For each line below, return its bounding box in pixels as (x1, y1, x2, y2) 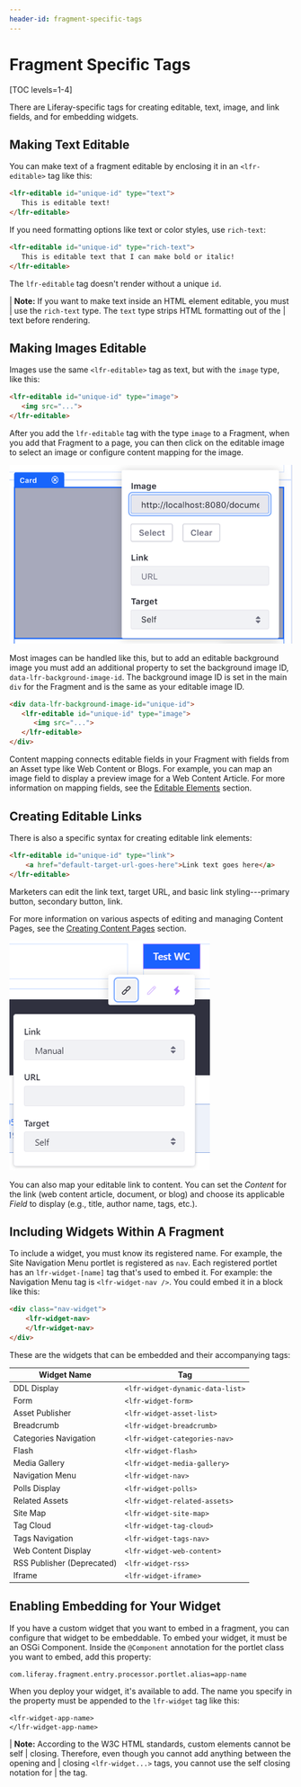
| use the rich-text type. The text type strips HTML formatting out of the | (9, 305, 286, 316)
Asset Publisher (13, 1407, 72, 1418)
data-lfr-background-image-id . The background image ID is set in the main (9, 671, 288, 683)
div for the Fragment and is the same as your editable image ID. (9, 681, 245, 692)
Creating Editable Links (9, 809, 142, 824)
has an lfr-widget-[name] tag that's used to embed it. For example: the (9, 1267, 272, 1278)
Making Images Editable (9, 341, 146, 356)
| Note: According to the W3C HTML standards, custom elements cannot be (9, 1738, 291, 1749)
